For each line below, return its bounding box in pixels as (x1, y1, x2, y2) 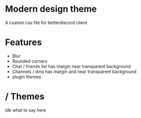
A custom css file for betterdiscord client (5, 20, 87, 25)
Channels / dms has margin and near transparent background (12, 69, 137, 74)
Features (5, 37, 42, 48)
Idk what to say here (5, 107, 47, 113)
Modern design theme (5, 3, 97, 15)
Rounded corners (12, 58, 47, 64)
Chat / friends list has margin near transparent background (12, 63, 131, 69)
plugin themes (12, 73, 42, 79)
